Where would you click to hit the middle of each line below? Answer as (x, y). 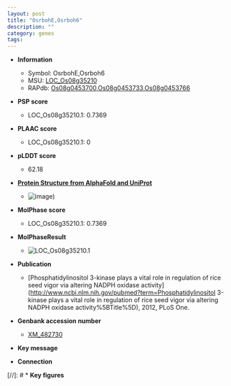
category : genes (31, 33)
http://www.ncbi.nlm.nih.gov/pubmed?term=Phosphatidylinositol (123, 293)
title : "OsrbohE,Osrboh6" (45, 20)
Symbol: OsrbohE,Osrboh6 (66, 73)
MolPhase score (41, 210)
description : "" (31, 27)
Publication (34, 264)
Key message (37, 348)
